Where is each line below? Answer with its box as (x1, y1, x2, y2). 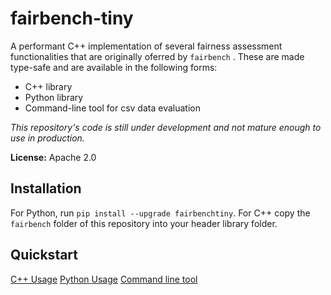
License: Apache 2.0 (10, 151, 97, 163)
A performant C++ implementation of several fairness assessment (10, 40, 283, 52)
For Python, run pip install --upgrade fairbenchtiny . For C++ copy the (10, 207, 311, 219)
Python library (24, 91, 84, 103)
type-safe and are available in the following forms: (10, 61, 218, 73)
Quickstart (10, 247, 79, 264)
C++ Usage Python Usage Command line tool (10, 273, 198, 285)
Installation (10, 180, 82, 197)
